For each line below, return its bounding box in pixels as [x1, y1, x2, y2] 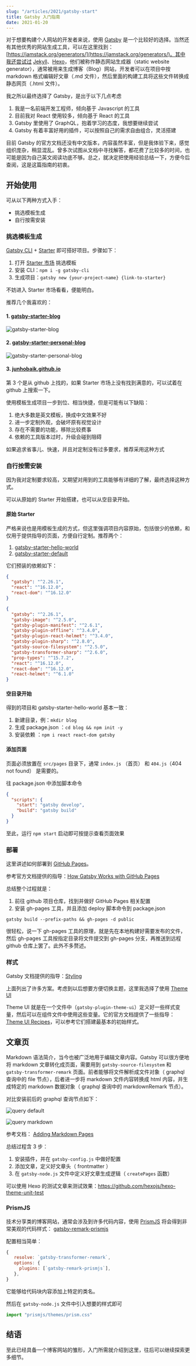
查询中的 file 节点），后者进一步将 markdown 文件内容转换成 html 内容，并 [6, 1076, 183, 1083]
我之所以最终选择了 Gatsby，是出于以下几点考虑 [6, 92, 122, 99]
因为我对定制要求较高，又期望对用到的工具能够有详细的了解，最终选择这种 [6, 476, 185, 483]
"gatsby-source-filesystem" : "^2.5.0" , [11, 644, 108, 650]
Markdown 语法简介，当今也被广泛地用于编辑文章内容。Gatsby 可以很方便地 [6, 1054, 190, 1061]
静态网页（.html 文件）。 [6, 80, 63, 87]
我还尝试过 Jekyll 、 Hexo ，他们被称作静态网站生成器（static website [6, 58, 170, 65]
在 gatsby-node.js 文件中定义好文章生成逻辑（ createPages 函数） [14, 1170, 173, 1177]
